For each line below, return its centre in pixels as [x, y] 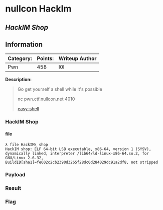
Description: [18, 80]
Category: [20, 58]
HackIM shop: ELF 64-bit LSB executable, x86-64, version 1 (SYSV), [78, 149]
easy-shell [28, 109]
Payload [15, 175]
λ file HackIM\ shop [27, 145]
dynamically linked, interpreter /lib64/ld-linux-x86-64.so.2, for [77, 153]
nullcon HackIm [38, 9]
